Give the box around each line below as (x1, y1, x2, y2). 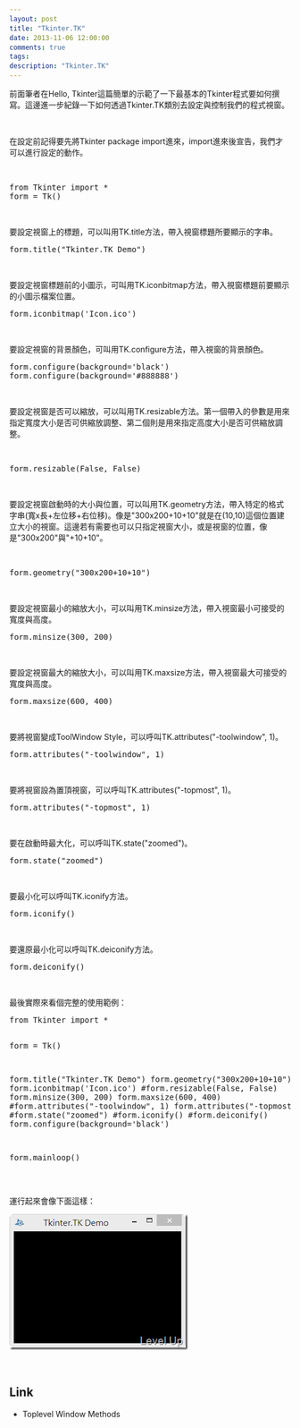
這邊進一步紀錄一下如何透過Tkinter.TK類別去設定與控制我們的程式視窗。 (24, 99, 290, 110)
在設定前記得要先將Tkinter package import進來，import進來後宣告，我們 (9, 136, 276, 147)
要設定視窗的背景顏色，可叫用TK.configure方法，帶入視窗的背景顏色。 (9, 344, 269, 354)
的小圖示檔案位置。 (9, 291, 80, 302)
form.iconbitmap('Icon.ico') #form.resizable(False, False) (9, 1084, 279, 1093)
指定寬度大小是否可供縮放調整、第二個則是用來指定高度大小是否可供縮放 (9, 417, 275, 428)
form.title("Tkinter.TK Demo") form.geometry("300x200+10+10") (9, 1075, 292, 1084)
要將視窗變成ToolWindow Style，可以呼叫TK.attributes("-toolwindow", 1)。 (9, 732, 284, 742)
